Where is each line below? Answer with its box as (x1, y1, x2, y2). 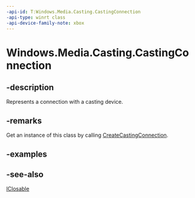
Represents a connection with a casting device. (6, 98, 124, 106)
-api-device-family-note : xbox (6, 20, 85, 26)
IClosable (6, 185, 30, 193)
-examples (6, 149, 47, 159)
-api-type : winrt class (6, 14, 66, 20)
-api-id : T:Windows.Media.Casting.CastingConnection (6, 8, 141, 15)
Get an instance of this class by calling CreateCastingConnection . (6, 131, 169, 139)
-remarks (6, 115, 42, 126)
